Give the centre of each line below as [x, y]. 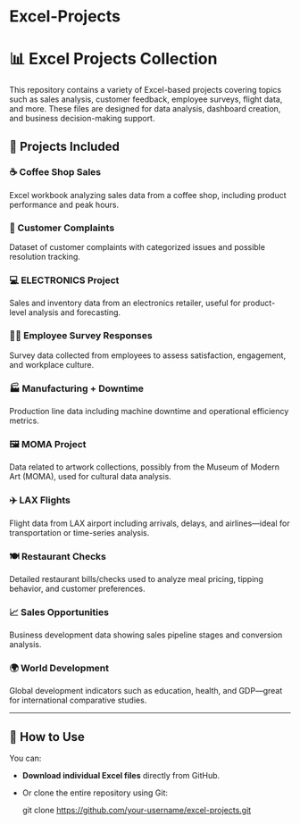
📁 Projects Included [65, 146]
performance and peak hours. [64, 204]
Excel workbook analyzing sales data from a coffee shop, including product [148, 195]
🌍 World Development [59, 669]
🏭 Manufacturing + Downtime [77, 388]
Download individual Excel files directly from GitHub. [121, 776]
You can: [25, 758]
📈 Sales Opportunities [59, 612]
